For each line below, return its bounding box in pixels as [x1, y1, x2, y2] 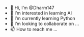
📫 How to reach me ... [10, 26, 58, 32]
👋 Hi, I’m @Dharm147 [10, 5, 54, 10]
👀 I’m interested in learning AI [10, 10, 72, 16]
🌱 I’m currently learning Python [10, 15, 75, 21]
